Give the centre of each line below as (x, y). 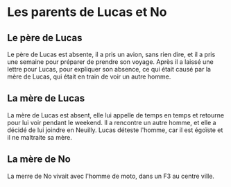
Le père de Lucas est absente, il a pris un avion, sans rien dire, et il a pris (111, 54)
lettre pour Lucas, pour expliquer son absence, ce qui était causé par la (109, 69)
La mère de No (39, 160)
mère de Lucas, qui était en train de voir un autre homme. (89, 76)
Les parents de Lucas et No (87, 12)
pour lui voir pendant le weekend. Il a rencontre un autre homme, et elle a (112, 122)
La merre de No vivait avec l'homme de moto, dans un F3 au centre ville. (111, 176)
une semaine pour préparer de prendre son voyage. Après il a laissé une (110, 62)
